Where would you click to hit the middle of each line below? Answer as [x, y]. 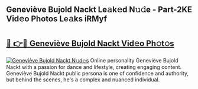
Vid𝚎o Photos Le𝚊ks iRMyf [57, 19]
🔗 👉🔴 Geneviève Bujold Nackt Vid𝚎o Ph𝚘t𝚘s [90, 43]
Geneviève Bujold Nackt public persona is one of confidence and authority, [98, 73]
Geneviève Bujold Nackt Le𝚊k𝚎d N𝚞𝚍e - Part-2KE [99, 10]
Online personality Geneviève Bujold [134, 60]
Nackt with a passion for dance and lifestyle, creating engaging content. [94, 67]
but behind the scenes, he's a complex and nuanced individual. [83, 80]
